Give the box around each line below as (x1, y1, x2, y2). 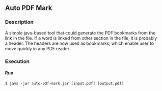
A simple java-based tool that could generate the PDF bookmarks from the (5, 30, 156, 36)
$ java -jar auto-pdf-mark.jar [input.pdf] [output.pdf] (5, 81, 124, 86)
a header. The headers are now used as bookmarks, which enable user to (5, 40, 154, 46)
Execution (5, 58, 30, 64)
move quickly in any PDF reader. (5, 45, 71, 51)
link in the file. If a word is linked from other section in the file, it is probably (5, 35, 157, 41)
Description (5, 19, 34, 26)
